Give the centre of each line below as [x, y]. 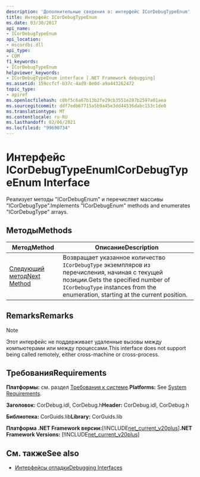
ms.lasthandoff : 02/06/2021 [41, 123]
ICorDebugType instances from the [109, 287]
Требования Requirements [57, 373]
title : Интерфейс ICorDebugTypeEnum [51, 17]
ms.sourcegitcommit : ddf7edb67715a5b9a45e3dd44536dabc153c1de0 [86, 106]
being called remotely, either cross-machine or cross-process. [83, 354]
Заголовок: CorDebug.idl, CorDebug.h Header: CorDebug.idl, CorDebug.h [98, 405]
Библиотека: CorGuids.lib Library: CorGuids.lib [64, 417]
